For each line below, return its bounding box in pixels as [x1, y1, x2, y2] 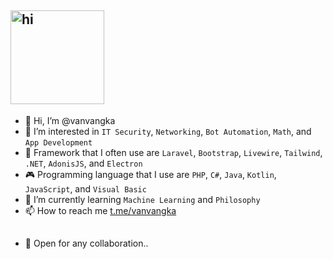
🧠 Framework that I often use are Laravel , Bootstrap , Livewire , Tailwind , [24, 146, 323, 158]
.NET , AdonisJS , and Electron [24, 157, 143, 169]
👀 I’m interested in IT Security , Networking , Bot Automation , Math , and [24, 125, 312, 137]
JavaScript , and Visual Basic [24, 182, 147, 195]
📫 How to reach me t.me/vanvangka [24, 204, 177, 216]
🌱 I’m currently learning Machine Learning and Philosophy [24, 193, 261, 205]
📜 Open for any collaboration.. [24, 237, 149, 250]
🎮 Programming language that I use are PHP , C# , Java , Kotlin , [24, 168, 277, 180]
